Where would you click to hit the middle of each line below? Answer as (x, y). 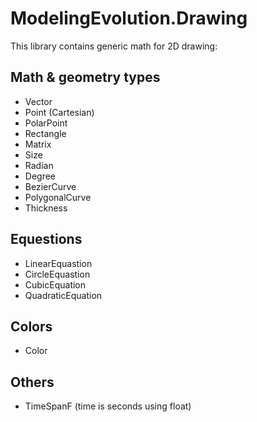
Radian (39, 165)
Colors (31, 326)
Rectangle (45, 133)
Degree (40, 176)
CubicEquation (55, 284)
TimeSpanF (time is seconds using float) (108, 406)
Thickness (46, 208)
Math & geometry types (85, 77)
